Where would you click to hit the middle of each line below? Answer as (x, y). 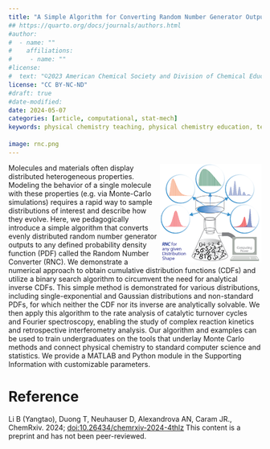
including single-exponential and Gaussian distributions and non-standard (131, 296)
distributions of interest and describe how (78, 210)
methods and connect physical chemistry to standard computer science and (135, 347)
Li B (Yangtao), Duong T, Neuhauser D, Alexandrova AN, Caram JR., (120, 418)
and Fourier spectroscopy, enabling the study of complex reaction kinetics (131, 321)
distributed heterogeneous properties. (72, 176)
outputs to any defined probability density (78, 244)
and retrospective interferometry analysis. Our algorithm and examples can (133, 330)
